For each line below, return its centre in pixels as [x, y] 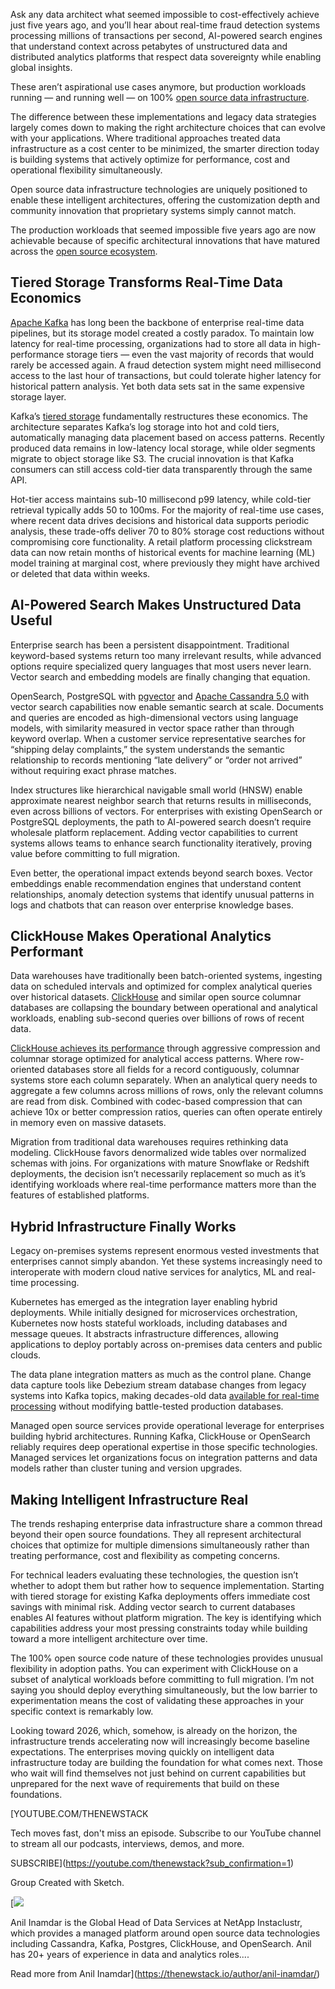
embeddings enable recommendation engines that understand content [156, 883]
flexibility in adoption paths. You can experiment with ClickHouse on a [154, 1669]
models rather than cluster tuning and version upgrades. [126, 1468]
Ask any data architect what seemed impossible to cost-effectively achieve [165, 14]
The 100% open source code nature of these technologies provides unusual [166, 1658]
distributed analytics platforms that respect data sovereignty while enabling [166, 57]
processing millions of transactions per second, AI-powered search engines [166, 35]
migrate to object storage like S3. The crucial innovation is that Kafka [152, 458]
